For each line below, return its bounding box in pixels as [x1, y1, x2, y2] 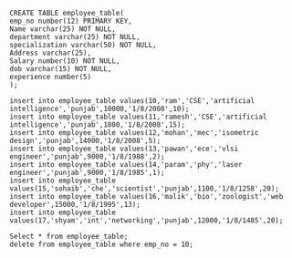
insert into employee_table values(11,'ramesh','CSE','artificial [9, 112, 267, 121]
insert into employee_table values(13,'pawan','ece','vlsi [9, 144, 239, 153]
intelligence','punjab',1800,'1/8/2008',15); [9, 120, 185, 129]
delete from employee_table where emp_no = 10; [9, 240, 194, 249]
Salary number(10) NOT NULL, [9, 57, 120, 66]
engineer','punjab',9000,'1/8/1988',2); [9, 152, 166, 161]
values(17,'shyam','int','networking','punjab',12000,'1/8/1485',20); [9, 216, 284, 225]
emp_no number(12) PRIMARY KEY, [9, 16, 132, 26]
